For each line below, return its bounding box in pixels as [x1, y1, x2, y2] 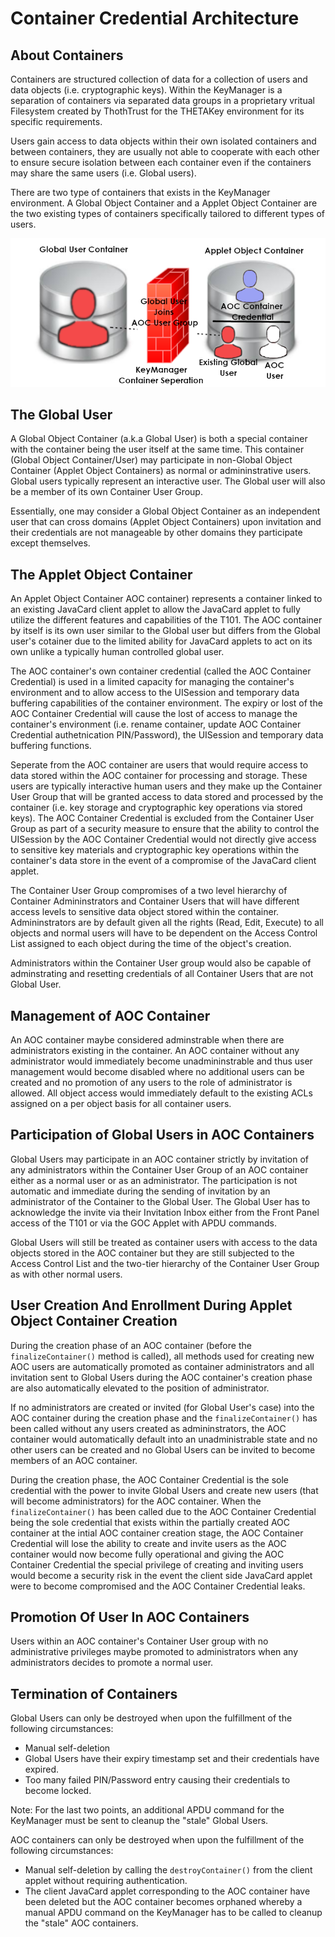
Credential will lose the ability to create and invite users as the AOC [10, 1537, 287, 1549]
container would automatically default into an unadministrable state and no [10, 1433, 318, 1445]
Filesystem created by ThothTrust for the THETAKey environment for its [10, 105, 305, 117]
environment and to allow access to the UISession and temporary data [10, 687, 300, 699]
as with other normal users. [10, 1268, 123, 1280]
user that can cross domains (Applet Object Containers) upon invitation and [10, 516, 322, 528]
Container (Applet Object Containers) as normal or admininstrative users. [10, 465, 312, 477]
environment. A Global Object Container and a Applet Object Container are [10, 197, 318, 209]
